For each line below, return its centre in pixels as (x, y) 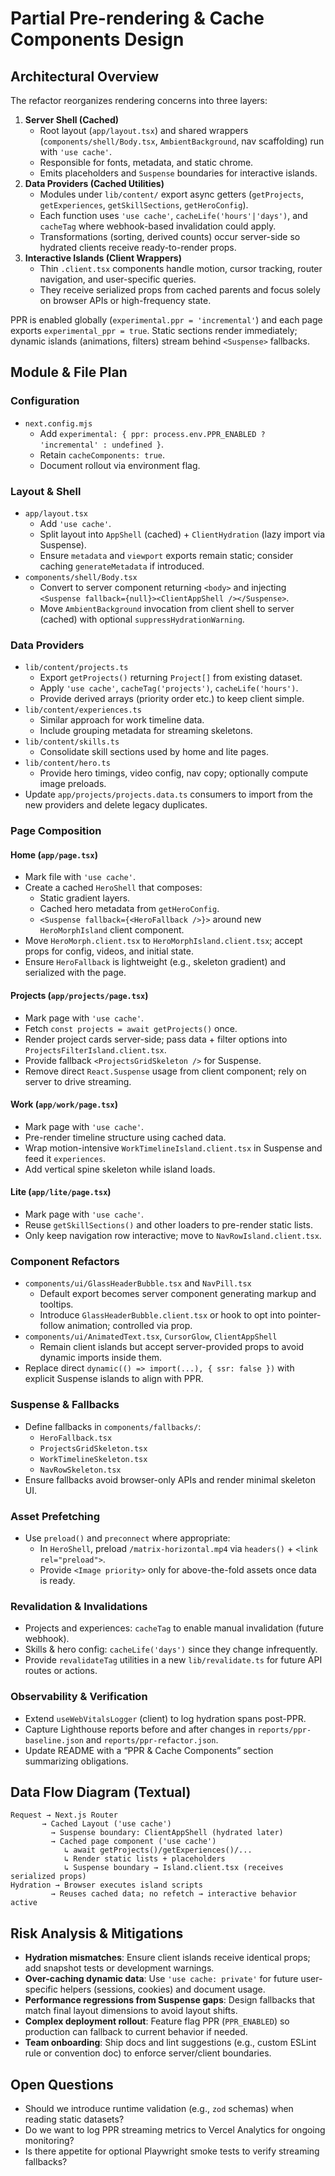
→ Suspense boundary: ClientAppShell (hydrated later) (167, 1833)
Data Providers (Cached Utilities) (94, 183)
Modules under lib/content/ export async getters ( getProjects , (171, 194)
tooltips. (56, 1304)
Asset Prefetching (55, 1516)
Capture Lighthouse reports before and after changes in (140, 1729)
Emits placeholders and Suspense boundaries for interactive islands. (178, 173)
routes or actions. (61, 1671)
